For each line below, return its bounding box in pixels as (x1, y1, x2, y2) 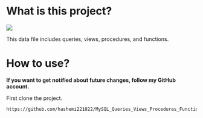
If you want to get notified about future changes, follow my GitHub (6, 76, 176, 84)
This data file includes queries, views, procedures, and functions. (6, 35, 169, 43)
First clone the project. (6, 95, 63, 102)
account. (6, 82, 30, 90)
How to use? (6, 57, 70, 70)
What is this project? (6, 4, 112, 18)
